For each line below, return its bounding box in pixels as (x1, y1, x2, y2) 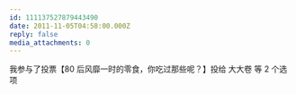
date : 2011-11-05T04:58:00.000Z (9, 21, 130, 30)
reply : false (9, 30, 58, 38)
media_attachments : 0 (9, 38, 91, 47)
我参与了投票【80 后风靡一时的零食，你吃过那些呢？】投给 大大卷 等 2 (9, 64, 270, 74)
